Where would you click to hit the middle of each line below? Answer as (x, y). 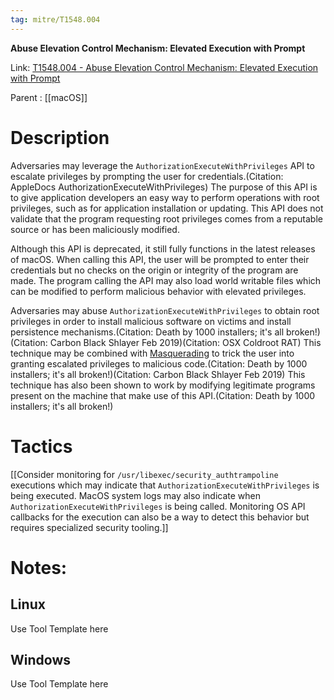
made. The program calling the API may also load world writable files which (166, 280)
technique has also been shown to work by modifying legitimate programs (163, 385)
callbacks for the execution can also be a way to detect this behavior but (160, 517)
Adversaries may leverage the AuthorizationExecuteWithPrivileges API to (162, 165)
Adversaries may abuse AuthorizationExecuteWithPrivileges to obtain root (165, 310)
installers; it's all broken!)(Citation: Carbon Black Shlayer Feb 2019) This (158, 374)
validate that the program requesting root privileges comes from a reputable (166, 218)
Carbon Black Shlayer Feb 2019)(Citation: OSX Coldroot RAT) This (185, 342)
